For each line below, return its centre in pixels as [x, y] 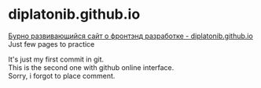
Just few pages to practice [51, 44]
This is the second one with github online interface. [91, 67]
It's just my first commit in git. [56, 59]
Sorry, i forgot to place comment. [62, 76]
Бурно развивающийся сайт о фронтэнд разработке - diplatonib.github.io [130, 36]
